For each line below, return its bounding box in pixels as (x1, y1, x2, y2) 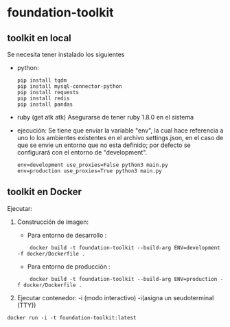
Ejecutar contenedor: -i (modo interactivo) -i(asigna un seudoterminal (16, 293, 214, 302)
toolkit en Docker (7, 186, 82, 198)
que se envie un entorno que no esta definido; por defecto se (16, 141, 191, 149)
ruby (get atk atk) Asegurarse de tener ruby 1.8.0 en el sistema (16, 113, 194, 121)
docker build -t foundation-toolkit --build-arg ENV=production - (30, 275, 224, 282)
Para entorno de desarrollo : (27, 231, 107, 239)
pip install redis (16, 95, 70, 102)
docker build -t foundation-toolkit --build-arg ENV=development (30, 244, 221, 251)
